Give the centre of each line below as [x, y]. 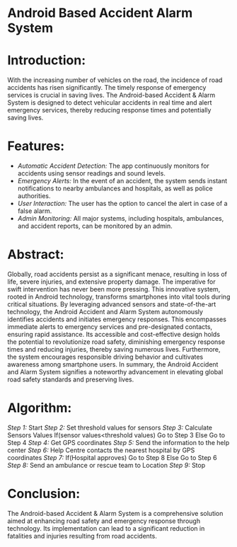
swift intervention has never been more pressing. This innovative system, [114, 289]
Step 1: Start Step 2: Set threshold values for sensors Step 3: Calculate [110, 427]
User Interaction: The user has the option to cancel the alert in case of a [122, 204]
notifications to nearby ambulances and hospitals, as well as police [115, 188]
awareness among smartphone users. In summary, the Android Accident [113, 364]
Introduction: [47, 61]
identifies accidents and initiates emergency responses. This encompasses [117, 319]
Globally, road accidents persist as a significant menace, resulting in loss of [117, 274]
